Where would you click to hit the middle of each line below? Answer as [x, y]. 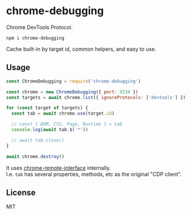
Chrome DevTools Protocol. [39, 27]
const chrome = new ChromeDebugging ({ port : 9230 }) [72, 92]
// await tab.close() [38, 140]
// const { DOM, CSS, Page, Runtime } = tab [67, 124]
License [21, 192]
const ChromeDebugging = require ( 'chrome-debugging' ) [74, 81]
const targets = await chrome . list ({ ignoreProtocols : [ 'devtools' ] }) [96, 97]
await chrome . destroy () [35, 157]
